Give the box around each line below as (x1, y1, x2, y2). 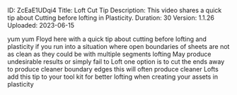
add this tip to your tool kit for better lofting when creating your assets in (7, 72, 218, 81)
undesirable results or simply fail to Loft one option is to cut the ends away (7, 57, 225, 66)
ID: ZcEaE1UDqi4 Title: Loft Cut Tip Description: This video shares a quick (7, 6, 222, 14)
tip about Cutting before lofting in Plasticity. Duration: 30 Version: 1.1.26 (7, 13, 214, 22)
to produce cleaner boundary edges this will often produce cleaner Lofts (7, 65, 219, 73)
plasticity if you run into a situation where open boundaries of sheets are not (7, 43, 230, 50)
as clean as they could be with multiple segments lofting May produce (7, 50, 212, 58)
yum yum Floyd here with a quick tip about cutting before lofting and (7, 35, 207, 43)
